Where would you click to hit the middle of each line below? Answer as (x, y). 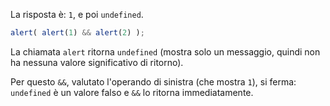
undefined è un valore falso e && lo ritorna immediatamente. (132, 92)
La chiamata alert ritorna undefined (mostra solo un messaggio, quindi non (165, 51)
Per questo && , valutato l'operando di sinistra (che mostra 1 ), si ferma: (153, 81)
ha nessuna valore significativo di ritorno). (97, 62)
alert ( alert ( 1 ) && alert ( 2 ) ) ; (77, 33)
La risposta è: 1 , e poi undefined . (77, 14)
